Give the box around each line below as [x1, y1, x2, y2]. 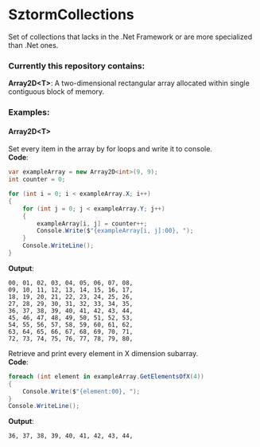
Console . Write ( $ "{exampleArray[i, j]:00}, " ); [37, 227, 194, 235]
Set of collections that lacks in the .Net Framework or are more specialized [8, 32, 253, 41]
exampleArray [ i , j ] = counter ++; [37, 219, 148, 228]
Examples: [8, 107, 50, 118]
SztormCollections [8, 6, 135, 24]
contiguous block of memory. [8, 87, 105, 96]
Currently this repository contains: [8, 60, 146, 71]
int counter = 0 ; [8, 175, 66, 184]
